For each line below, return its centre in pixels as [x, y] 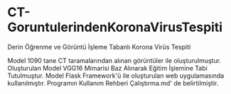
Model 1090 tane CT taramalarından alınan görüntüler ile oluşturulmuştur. [114, 60]
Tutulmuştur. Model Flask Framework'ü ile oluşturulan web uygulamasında [116, 76]
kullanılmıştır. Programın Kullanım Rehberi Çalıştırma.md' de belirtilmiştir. [113, 83]
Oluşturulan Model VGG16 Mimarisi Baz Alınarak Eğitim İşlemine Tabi [107, 68]
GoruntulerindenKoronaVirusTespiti [115, 27]
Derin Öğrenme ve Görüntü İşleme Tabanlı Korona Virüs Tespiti [99, 47]
